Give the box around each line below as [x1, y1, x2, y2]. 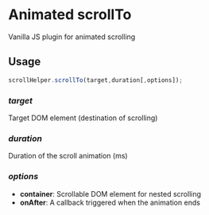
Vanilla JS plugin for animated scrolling [8, 32, 136, 41]
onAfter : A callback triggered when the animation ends [19, 197, 201, 207]
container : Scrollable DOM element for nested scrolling [19, 189, 201, 198]
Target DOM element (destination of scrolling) [8, 113, 158, 123]
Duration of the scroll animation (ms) [8, 151, 129, 161]
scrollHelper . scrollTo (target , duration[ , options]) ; [8, 76, 183, 84]
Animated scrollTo [8, 6, 132, 24]
